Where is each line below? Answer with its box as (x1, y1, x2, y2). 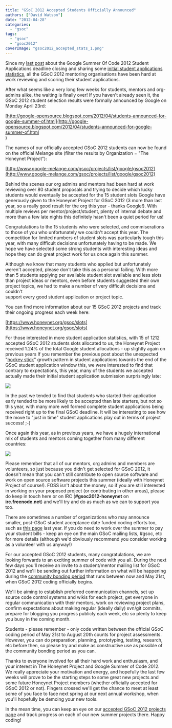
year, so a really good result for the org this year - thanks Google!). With (5, 203, 157, 209)
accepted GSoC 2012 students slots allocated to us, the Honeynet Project (5, 340, 160, 346)
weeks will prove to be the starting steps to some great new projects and (5, 674, 159, 680)
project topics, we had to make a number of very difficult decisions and (5, 282, 156, 289)
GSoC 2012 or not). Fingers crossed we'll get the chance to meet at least (5, 685, 159, 691)
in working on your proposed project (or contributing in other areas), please (5, 487, 165, 494)
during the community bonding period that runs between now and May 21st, (5, 573, 165, 579)
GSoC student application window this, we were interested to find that (5, 362, 153, 368)
